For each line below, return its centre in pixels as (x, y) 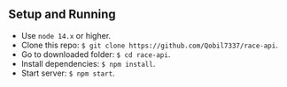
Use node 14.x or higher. (66, 35)
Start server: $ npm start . (68, 73)
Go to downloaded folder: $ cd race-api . (96, 54)
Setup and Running (62, 14)
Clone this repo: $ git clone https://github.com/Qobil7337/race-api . (149, 45)
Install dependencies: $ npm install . (88, 63)
